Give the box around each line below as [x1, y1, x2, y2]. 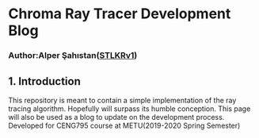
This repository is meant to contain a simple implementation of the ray [8, 95, 237, 105]
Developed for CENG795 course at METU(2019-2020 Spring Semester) [8, 121, 241, 130]
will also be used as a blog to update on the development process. [8, 112, 225, 121]
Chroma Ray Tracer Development [8, 5, 231, 23]
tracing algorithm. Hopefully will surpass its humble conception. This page [8, 104, 251, 113]
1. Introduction [8, 75, 81, 88]
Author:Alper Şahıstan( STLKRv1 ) [8, 50, 138, 61]
